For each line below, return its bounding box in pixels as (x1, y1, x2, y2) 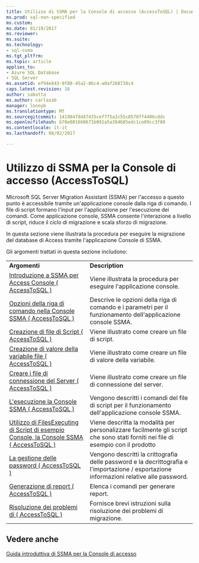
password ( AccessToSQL (9, 461, 81, 470)
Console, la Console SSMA (9, 433, 84, 441)
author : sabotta (6, 92, 46, 97)
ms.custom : (6, 20, 33, 26)
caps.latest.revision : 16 (6, 86, 70, 92)
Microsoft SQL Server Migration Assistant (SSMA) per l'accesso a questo (6, 193, 185, 200)
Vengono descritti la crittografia (89, 450, 178, 458)
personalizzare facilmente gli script (89, 426, 188, 434)
